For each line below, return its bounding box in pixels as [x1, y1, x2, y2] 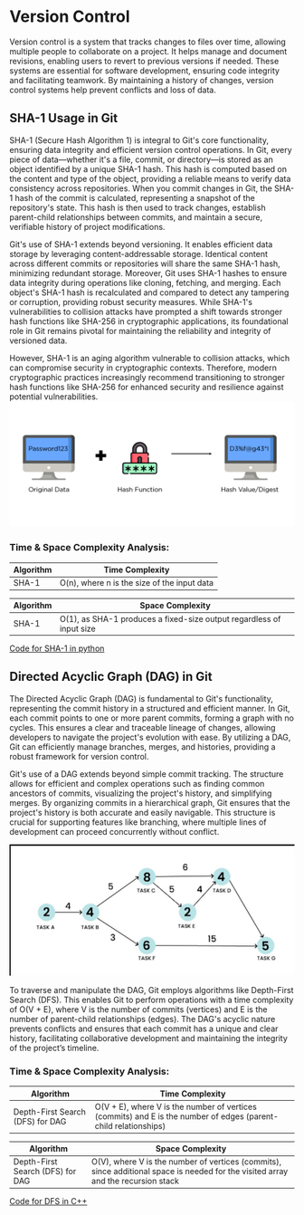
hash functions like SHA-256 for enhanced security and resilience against [9, 381, 284, 392]
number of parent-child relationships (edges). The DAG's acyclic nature [9, 1014, 276, 1025]
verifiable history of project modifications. [9, 221, 166, 232]
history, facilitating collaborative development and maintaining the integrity [9, 1033, 288, 1044]
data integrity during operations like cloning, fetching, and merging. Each [9, 277, 281, 288]
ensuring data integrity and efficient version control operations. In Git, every [9, 144, 292, 155]
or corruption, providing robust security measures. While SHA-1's [9, 296, 253, 307]
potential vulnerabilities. [9, 391, 99, 402]
